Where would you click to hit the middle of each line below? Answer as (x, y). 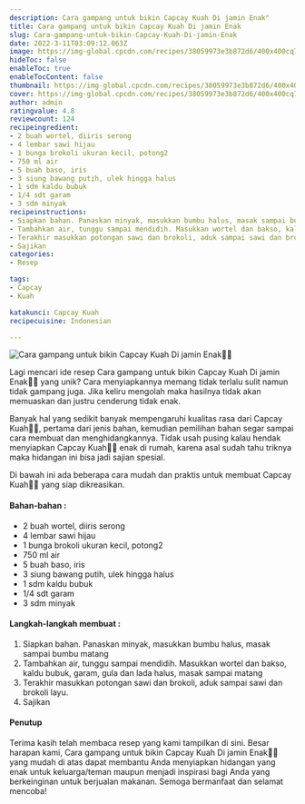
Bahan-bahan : (38, 505)
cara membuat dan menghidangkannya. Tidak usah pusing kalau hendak (145, 438)
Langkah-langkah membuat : (65, 624)
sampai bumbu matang (65, 653)
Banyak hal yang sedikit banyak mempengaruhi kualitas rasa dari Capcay (146, 419)
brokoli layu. (45, 692)
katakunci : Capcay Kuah (54, 313)
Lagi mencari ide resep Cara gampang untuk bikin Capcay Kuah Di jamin (145, 372)
